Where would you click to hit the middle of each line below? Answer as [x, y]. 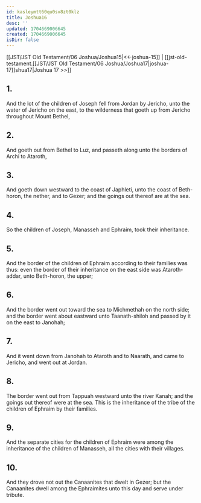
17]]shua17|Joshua [29, 70]
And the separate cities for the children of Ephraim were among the [90, 442]
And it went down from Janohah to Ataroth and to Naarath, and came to [95, 356]
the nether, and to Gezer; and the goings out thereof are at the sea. [107, 196]
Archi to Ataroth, [27, 156]
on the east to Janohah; [36, 322]
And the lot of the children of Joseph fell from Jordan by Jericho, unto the [98, 103]
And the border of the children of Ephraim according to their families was [97, 263]
